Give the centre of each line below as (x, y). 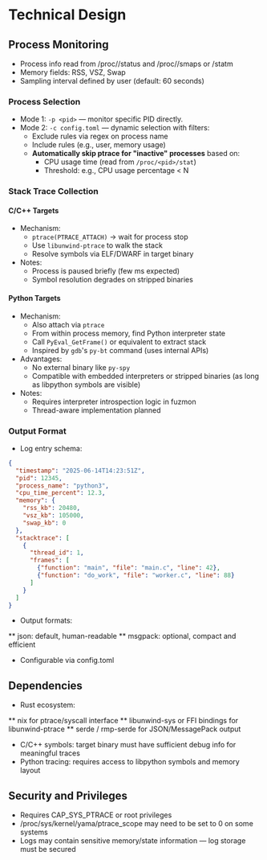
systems (34, 832)
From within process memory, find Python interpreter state (129, 333)
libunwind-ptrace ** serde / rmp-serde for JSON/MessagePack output (125, 729)
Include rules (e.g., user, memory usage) (99, 145)
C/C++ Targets (34, 210)
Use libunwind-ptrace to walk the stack (97, 245)
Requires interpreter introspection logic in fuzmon (114, 401)
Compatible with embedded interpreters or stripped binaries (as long (145, 376)
